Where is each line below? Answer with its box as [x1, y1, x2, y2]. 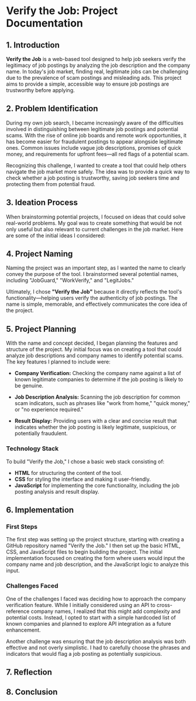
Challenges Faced [6, 582, 59, 590]
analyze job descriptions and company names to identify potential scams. [6, 352, 184, 359]
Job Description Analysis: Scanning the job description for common [14, 393, 180, 400]
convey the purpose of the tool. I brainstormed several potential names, [6, 271, 178, 278]
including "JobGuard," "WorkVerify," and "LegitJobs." [6, 277, 135, 284]
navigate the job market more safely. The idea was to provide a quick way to [6, 168, 190, 175]
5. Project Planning [6, 324, 77, 334]
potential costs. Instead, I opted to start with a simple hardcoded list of [6, 614, 176, 621]
